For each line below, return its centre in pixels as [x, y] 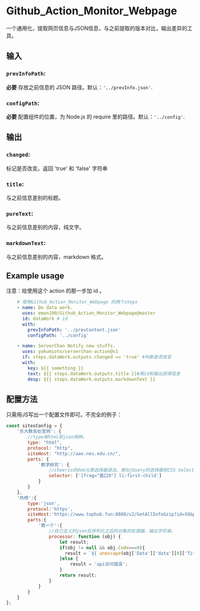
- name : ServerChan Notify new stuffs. [66, 346]
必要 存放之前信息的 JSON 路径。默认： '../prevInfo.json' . [79, 87]
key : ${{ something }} [56, 368]
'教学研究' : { [54, 465]
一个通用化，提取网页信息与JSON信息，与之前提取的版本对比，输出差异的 [97, 28]
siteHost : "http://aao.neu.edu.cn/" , [74, 453]
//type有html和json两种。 [57, 437]
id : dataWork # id [45, 319]
